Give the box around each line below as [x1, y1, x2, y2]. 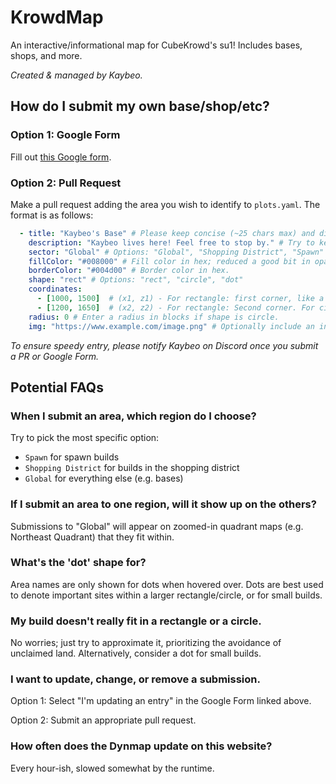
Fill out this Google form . [10, 151, 112, 163]
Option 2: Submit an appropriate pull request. [10, 714, 197, 726]
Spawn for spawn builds [24, 451, 120, 463]
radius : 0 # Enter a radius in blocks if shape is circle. [28, 312, 280, 322]
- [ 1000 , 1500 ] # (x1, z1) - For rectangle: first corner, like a [36, 294, 325, 304]
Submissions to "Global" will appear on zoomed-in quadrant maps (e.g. [10, 520, 304, 532]
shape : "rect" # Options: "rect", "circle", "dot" [28, 275, 244, 285]
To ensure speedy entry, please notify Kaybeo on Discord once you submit [10, 339, 319, 351]
